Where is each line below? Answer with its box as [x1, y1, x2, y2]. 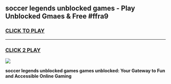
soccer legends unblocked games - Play [5, 4, 135, 13]
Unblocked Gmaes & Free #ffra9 [5, 12, 108, 21]
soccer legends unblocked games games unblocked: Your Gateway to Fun [5, 67, 165, 73]
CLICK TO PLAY [5, 27, 45, 35]
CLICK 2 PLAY [5, 46, 41, 53]
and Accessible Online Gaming [5, 73, 72, 79]
